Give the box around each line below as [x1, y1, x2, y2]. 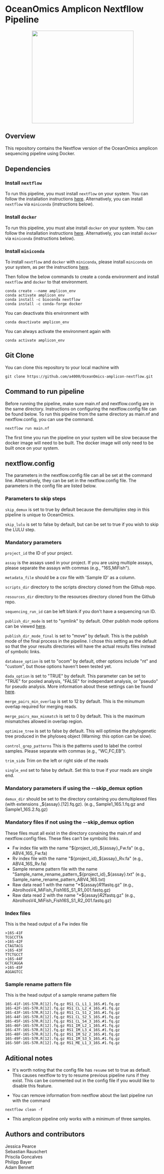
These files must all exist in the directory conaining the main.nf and [5, 830, 141, 836]
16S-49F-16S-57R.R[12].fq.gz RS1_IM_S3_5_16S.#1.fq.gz [5, 1036, 120, 1041]
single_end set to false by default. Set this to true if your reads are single [5, 767, 153, 773]
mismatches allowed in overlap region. [5, 718, 83, 724]
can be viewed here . [5, 624, 47, 629]
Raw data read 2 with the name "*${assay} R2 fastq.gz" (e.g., [12, 892, 135, 898]
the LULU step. [5, 526, 36, 532]
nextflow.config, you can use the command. [5, 416, 95, 422]
